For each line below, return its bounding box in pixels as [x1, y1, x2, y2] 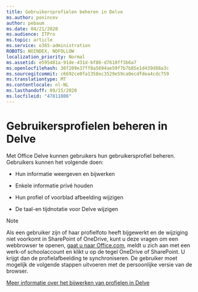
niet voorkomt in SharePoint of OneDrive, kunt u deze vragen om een [6, 235, 179, 242]
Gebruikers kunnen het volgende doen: [6, 158, 104, 166]
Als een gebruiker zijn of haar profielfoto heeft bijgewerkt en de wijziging [6, 229, 188, 236]
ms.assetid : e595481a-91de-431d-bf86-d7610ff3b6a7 [6, 59, 137, 65]
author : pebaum [6, 20, 45, 26]
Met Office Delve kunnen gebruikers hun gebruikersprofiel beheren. [6, 152, 176, 159]
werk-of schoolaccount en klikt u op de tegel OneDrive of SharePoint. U [6, 248, 185, 255]
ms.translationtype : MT [6, 76, 67, 82]
